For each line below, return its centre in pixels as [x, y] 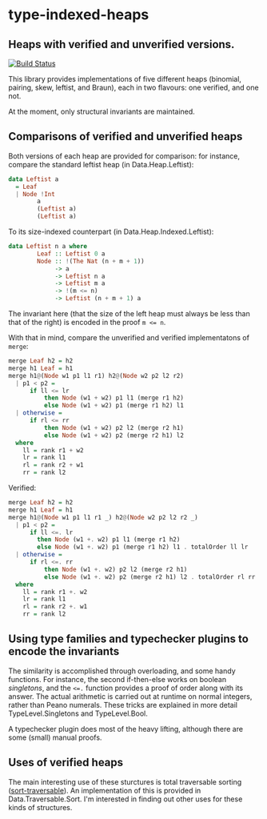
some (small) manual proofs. [55, 737]
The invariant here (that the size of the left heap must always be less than [129, 314]
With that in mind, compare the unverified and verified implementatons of [129, 338]
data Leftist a [34, 179]
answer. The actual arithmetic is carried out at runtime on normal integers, [130, 696]
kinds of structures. [40, 807]
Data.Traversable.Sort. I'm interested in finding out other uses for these [126, 799]
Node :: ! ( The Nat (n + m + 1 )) [91, 261]
